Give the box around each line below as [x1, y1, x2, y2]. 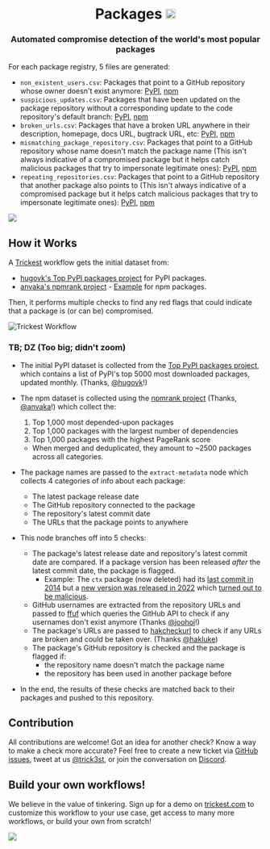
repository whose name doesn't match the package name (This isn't [19, 146, 247, 156]
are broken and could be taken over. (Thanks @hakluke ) [31, 634, 218, 644]
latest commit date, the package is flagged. [31, 566, 177, 575]
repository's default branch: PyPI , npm [19, 112, 149, 122]
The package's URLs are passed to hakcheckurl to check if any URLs [31, 625, 262, 635]
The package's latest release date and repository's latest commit [31, 548, 248, 558]
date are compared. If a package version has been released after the [31, 557, 260, 567]
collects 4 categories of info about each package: [19, 475, 185, 485]
